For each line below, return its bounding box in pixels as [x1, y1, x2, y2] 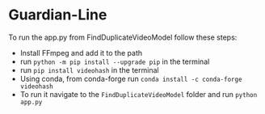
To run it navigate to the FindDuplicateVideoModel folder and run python [19, 89, 258, 99]
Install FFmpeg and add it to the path [19, 48, 143, 57]
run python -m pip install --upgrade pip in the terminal [19, 57, 210, 66]
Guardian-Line [8, 6, 107, 24]
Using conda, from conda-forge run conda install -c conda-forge [19, 74, 242, 83]
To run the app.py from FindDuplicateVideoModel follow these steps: [8, 32, 238, 42]
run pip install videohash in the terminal [19, 65, 159, 74]
